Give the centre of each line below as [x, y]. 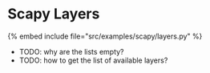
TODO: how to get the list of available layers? [93, 60]
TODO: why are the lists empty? [72, 51]
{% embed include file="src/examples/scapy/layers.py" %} [105, 36]
